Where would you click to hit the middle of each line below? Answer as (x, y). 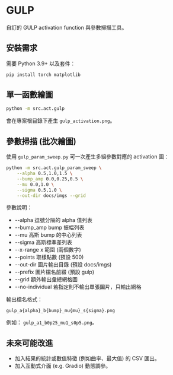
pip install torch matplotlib (44, 75)
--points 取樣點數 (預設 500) (49, 257)
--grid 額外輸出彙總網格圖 (46, 279)
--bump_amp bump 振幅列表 (49, 228)
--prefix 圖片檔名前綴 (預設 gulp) (55, 272)
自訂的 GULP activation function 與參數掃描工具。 (67, 27)
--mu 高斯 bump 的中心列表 (48, 235)
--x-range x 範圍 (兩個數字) (48, 250)
